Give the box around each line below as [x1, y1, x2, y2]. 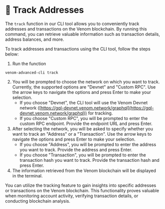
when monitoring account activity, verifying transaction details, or [5, 193, 138, 199]
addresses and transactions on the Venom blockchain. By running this [5, 26, 147, 31]
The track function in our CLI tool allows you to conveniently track [5, 21, 139, 27]
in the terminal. [12, 173, 43, 179]
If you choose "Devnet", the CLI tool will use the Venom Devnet [19, 99, 148, 105]
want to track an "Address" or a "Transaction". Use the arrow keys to [12, 131, 152, 137]
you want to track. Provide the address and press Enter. [19, 147, 132, 152]
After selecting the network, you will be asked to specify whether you [12, 125, 154, 132]
